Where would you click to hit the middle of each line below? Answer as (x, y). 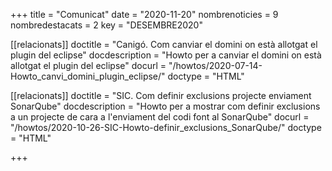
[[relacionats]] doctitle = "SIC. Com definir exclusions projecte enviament (161, 95)
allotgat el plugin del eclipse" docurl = (88, 65)
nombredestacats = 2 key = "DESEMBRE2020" (106, 25)
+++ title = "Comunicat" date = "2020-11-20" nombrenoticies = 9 (144, 14)
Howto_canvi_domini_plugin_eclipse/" (88, 76)
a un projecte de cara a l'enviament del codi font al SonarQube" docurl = (160, 117)
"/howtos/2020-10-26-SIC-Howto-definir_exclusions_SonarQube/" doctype (166, 127)
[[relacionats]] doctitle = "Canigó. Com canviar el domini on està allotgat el (164, 44)
